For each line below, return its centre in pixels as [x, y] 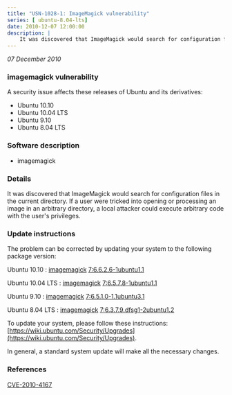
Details [19, 179]
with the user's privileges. [44, 216]
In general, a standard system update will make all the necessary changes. [113, 351]
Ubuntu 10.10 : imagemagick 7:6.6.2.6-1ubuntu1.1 [76, 270]
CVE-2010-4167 [30, 385]
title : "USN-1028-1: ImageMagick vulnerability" [78, 14]
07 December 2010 [34, 59]
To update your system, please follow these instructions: [87, 324]
